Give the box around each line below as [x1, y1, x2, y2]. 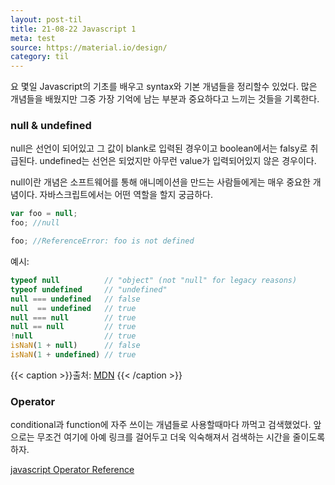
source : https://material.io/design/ [10, 42, 168, 53]
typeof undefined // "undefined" [10, 284, 168, 295]
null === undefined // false [10, 294, 141, 304]
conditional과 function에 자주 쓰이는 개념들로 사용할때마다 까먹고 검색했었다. [10, 419, 312, 431]
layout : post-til [10, 14, 83, 25]
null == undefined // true [10, 303, 137, 313]
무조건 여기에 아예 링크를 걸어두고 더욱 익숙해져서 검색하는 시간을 [36, 431, 291, 443]
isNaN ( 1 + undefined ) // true [10, 350, 137, 360]
